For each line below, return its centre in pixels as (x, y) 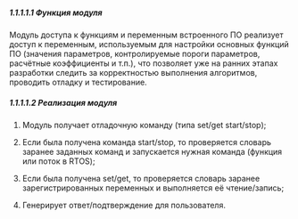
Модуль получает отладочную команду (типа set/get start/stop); (144, 125)
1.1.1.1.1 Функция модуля (56, 12)
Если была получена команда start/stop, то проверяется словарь (147, 142)
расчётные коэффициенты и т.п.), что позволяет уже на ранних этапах (144, 63)
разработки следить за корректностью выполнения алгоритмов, (133, 72)
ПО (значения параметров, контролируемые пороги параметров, (135, 53)
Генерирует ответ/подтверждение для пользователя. (124, 205)
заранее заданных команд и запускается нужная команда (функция (152, 151)
